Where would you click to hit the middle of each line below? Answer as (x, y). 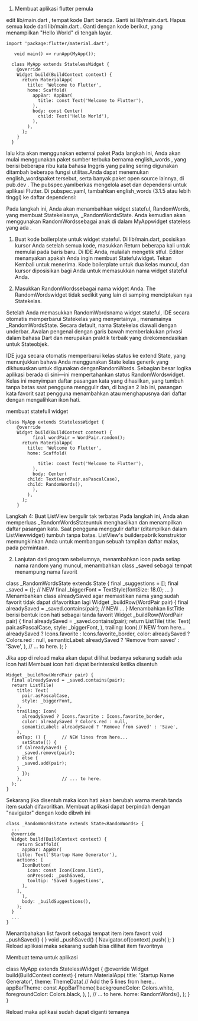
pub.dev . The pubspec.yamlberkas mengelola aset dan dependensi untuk (97, 185)
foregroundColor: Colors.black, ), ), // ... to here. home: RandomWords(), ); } (98, 994)
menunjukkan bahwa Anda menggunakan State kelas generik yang (87, 362)
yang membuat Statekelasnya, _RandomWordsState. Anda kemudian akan (96, 215)
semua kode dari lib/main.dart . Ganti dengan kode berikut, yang (85, 26)
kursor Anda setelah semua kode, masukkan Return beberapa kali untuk (102, 245)
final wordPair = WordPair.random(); (79, 438)
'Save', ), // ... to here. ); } (37, 646)
